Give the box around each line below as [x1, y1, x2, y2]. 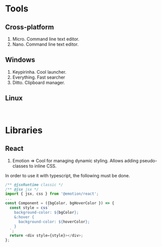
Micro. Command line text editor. [12, 36, 80, 42]
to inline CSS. [29, 163, 57, 169]
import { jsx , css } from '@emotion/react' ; [5, 191, 99, 197]
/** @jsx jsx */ [5, 187, 39, 192]
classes [12, 163, 28, 169]
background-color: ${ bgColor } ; [14, 210, 79, 215]
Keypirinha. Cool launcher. [12, 69, 67, 75]
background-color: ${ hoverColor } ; [18, 219, 90, 224]
